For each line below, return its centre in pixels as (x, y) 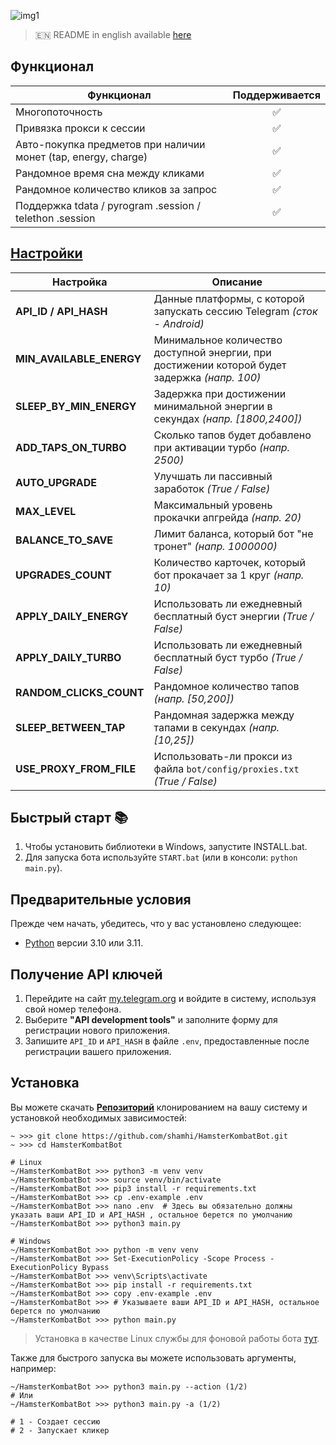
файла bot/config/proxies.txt (226, 768)
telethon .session (55, 218)
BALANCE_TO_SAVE (64, 540)
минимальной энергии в (213, 406)
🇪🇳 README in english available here (113, 34)
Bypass (95, 1267)
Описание (237, 282)
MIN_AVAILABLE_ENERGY (78, 358)
